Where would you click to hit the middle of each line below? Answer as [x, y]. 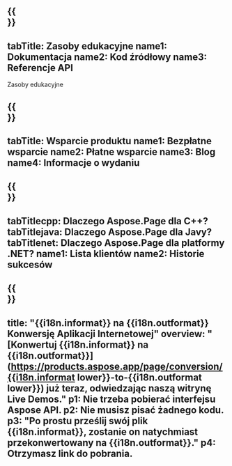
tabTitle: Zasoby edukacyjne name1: [87, 46]
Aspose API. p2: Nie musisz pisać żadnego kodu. [116, 410]
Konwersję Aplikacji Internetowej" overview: [106, 334]
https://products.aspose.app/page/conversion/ [117, 366]
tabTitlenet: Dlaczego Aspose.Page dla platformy [116, 243]
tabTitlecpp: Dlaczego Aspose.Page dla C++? [108, 221]
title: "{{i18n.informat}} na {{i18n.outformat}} [108, 323]
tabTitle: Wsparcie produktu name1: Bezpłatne [110, 141]
